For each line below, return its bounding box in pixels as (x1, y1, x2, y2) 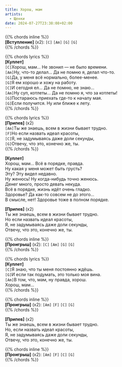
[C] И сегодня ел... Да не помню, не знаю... (5, 85, 95, 91)
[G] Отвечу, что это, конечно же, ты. (5, 141, 80, 147)
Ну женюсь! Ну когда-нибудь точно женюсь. (5, 176, 99, 182)
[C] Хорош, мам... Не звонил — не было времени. (5, 64, 108, 70)
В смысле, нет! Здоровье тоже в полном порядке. (5, 197, 109, 202)
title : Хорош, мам (5, 7, 42, 12)
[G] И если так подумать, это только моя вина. (5, 272, 102, 277)
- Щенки (9, 16, 25, 21)
